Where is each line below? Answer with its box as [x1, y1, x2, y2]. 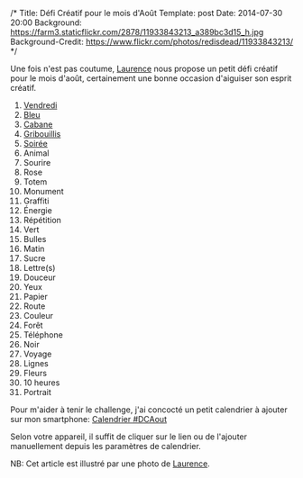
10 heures [23, 377, 60, 388]
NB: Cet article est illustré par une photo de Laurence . [10, 458, 210, 469]
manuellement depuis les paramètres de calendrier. [10, 441, 201, 451]
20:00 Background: [10, 17, 82, 28]
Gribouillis [23, 129, 61, 139]
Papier [23, 292, 48, 302]
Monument [23, 186, 64, 196]
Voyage [23, 348, 52, 359]
